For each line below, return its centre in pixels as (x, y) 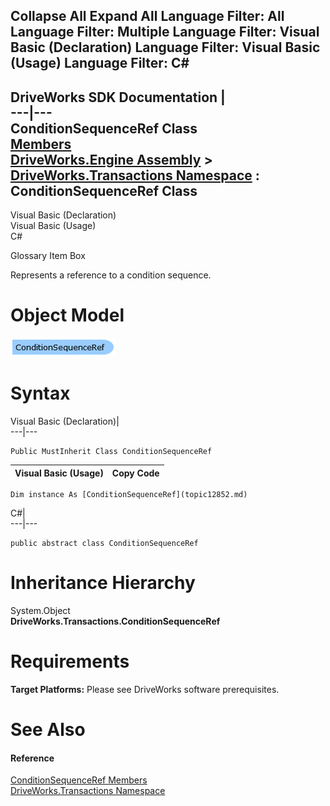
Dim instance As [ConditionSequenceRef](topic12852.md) (129, 495)
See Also (48, 730)
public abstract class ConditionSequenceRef (104, 544)
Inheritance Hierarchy (103, 583)
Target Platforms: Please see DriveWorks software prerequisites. (145, 689)
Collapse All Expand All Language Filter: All (147, 16)
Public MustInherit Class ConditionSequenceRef (111, 452)
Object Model (67, 315)
